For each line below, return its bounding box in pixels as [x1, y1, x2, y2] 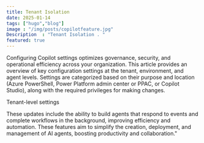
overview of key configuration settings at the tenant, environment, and [6, 67, 184, 74]
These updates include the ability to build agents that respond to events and [6, 111, 198, 117]
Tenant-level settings [6, 98, 59, 106]
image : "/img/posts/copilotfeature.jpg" [6, 26, 114, 32]
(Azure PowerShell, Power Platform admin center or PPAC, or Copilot [6, 80, 179, 87]
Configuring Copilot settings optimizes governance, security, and [6, 54, 171, 61]
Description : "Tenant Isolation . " [6, 32, 105, 38]
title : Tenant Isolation [6, 9, 70, 15]
